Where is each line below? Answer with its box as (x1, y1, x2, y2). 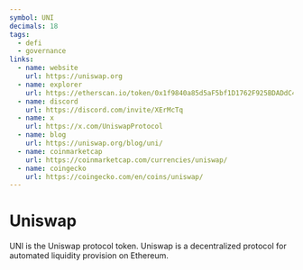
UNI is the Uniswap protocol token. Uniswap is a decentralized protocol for (9, 240, 287, 252)
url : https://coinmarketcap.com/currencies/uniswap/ (25, 155, 228, 165)
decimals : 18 (9, 22, 59, 31)
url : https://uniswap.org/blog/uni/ (25, 139, 164, 148)
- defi (17, 38, 42, 48)
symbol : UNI (9, 13, 54, 22)
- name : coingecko (17, 164, 87, 173)
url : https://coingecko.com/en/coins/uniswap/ (25, 172, 204, 181)
